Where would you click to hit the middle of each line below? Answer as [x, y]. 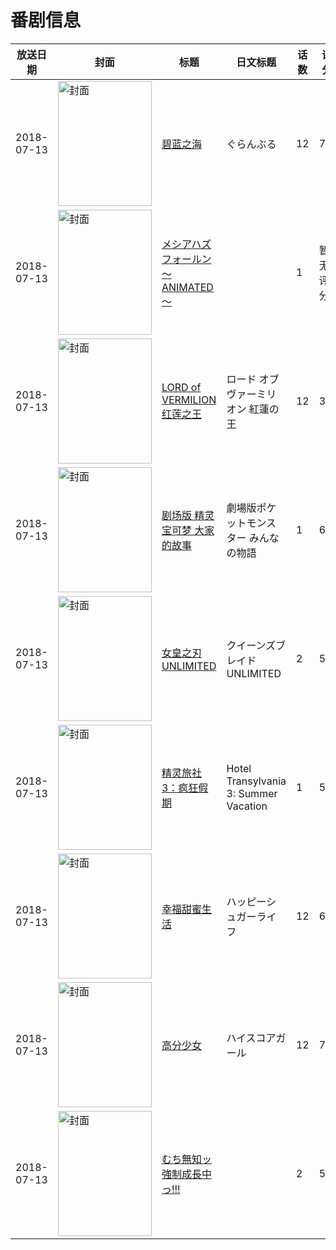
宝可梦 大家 [188, 530]
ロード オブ [253, 379]
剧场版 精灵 [188, 515]
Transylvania [256, 781]
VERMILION [189, 399]
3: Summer [252, 793]
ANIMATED [187, 287]
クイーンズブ [256, 645]
